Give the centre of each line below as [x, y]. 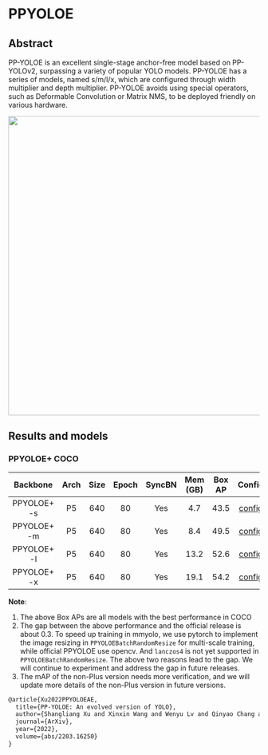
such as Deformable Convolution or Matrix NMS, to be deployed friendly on [132, 96]
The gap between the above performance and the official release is [130, 625]
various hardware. [38, 105]
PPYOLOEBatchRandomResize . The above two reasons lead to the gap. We [136, 659]
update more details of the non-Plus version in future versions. [122, 685]
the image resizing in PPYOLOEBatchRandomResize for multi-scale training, [137, 642]
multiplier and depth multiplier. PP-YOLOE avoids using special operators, [128, 88]
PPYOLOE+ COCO [43, 459]
